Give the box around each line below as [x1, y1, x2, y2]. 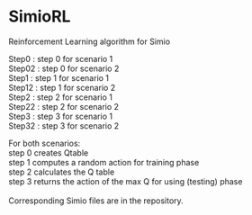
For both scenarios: [8, 138, 81, 148]
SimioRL [8, 6, 71, 27]
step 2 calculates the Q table [8, 166, 115, 177]
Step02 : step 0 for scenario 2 [8, 63, 120, 74]
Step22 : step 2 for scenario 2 [8, 101, 119, 112]
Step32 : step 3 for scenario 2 [8, 120, 120, 131]
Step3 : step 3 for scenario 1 [8, 111, 113, 121]
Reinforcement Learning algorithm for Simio [8, 36, 171, 47]
